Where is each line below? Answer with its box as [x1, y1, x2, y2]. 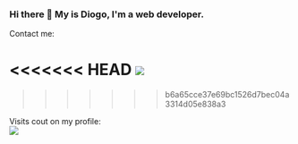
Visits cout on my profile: [9, 116, 101, 127]
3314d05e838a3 [165, 98, 226, 110]
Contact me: [9, 29, 55, 39]
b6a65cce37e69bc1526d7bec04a [165, 89, 290, 100]
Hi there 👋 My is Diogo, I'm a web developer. [9, 8, 204, 21]
